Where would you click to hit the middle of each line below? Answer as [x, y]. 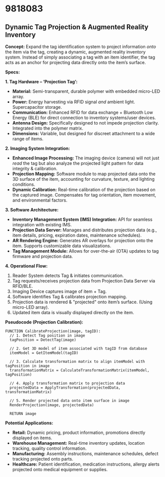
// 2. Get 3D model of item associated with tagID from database [79, 348]
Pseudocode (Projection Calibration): [44, 322]
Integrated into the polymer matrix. [48, 128]
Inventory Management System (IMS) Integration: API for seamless [82, 219]
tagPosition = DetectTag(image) [43, 340]
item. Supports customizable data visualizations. [62, 246]
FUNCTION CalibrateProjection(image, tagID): [53, 331]
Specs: [13, 72]
